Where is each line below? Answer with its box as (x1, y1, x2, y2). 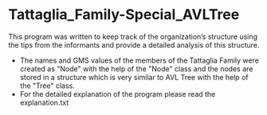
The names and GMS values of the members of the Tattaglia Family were (19, 56, 259, 65)
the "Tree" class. (19, 81, 76, 90)
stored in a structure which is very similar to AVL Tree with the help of (19, 72, 249, 82)
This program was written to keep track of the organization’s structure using (8, 32, 257, 41)
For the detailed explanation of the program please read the (19, 89, 216, 98)
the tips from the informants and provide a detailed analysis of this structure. (8, 40, 261, 49)
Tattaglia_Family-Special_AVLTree (8, 6, 240, 24)
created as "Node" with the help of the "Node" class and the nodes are (19, 63, 253, 73)
